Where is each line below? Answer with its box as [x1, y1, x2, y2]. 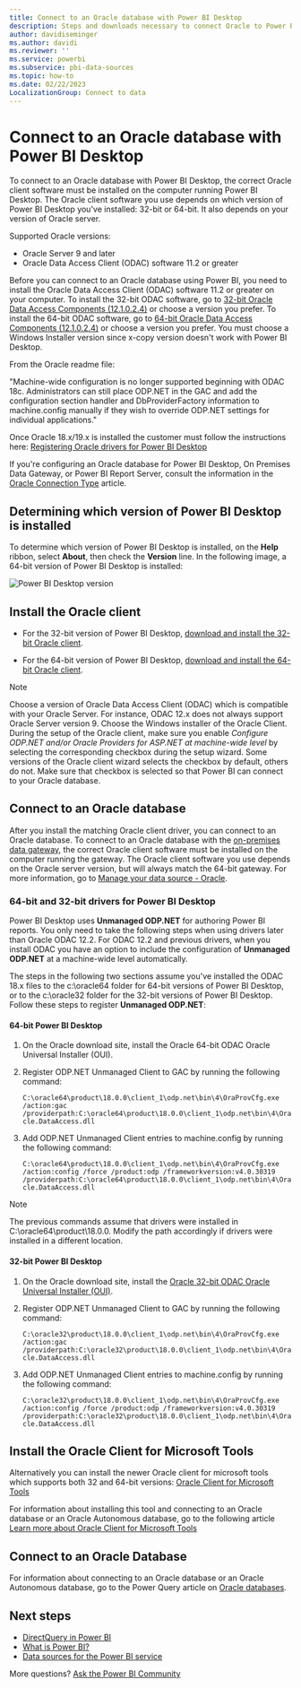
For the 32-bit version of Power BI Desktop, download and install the [21, 628, 275, 639]
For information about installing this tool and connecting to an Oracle [9, 1503, 262, 1515]
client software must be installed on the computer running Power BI [9, 185, 258, 195]
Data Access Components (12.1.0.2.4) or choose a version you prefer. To [9, 304, 276, 315]
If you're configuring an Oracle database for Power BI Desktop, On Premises [9, 459, 291, 470]
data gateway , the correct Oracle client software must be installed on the [9, 844, 279, 854]
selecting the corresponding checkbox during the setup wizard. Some [9, 747, 267, 757]
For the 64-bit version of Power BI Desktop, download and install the [21, 655, 276, 666]
